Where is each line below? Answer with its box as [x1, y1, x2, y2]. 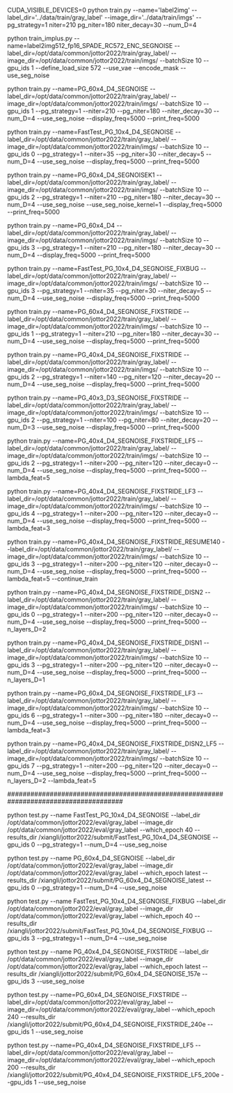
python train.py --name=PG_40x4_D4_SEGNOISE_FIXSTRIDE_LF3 [7, 487, 196, 495]
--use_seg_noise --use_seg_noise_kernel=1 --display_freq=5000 [37, 200, 223, 208]
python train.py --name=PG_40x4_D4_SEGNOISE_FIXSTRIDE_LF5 [7, 437, 196, 445]
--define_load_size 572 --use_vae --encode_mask [35, 64, 179, 72]
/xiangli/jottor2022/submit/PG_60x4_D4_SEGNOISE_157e [38, 970, 201, 977]
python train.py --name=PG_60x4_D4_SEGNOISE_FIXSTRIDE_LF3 [7, 689, 196, 697]
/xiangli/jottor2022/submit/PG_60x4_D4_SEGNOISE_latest [38, 876, 204, 884]
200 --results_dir [7, 1063, 56, 1071]
